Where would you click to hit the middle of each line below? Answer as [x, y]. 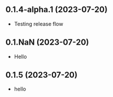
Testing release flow [39, 24]
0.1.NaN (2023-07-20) [47, 43]
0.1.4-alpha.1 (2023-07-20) [56, 10]
